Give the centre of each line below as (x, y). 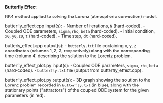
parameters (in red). (25, 95)
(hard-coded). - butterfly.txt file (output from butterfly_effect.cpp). (74, 70)
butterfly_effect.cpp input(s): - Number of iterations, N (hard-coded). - (75, 26)
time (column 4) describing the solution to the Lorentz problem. (69, 56)
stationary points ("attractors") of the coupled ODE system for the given (77, 90)
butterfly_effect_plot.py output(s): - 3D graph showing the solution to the (78, 80)
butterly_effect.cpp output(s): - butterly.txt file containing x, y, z (71, 45)
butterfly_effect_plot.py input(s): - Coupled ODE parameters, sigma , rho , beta (81, 65)
